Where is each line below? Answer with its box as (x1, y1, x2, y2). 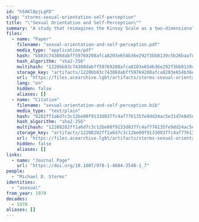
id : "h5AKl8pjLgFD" (6, 8, 54, 15)
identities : (6, 179, 36, 185)
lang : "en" (17, 81, 44, 86)
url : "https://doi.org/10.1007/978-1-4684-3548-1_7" (17, 163, 150, 169)
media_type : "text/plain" (17, 108, 81, 114)
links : (6, 152, 23, 157)
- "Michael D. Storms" (11, 174, 68, 180)
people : (6, 168, 25, 175)
